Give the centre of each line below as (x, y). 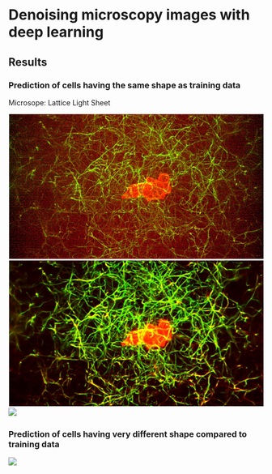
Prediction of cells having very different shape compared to (128, 433)
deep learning (56, 32)
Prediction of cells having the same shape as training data (125, 85)
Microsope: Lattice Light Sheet (59, 102)
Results (28, 62)
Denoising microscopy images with (129, 15)
